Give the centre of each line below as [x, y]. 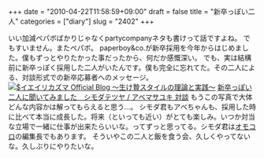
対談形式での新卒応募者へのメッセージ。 [87, 77]
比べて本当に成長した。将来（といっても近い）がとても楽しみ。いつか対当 [135, 117]
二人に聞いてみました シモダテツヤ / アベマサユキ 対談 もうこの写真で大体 [130, 97]
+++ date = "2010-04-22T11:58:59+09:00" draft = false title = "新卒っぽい [128, 11]
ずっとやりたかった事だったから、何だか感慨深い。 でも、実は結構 [143, 58]
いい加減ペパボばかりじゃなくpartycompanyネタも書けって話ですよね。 [125, 38]
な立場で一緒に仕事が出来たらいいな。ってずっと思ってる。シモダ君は [122, 127]
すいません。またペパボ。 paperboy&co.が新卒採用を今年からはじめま [128, 48]
